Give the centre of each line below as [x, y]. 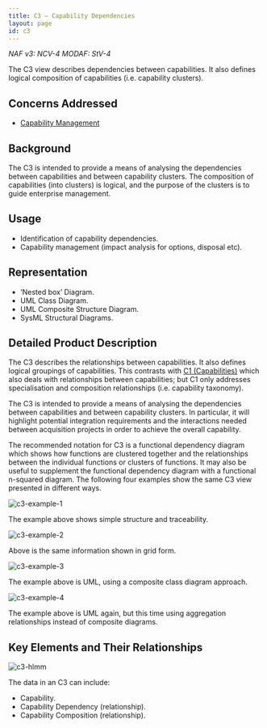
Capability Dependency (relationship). [83, 707]
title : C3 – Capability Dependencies [72, 16]
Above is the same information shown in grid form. [92, 551]
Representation [48, 273]
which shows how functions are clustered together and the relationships [128, 454]
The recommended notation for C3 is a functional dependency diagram [127, 445]
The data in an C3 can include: [59, 683]
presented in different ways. [55, 488]
